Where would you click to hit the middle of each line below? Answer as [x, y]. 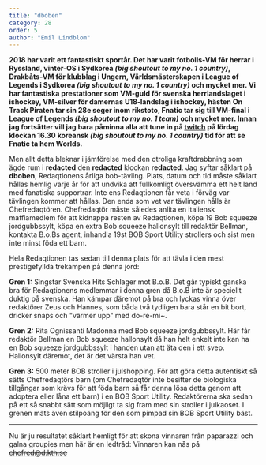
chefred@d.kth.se [38, 453]
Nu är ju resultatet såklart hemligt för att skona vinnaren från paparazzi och [131, 436]
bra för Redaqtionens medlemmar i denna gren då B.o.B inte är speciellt [125, 291]
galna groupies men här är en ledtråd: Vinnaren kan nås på [105, 444]
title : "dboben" [36, 15]
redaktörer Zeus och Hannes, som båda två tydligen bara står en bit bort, [128, 307]
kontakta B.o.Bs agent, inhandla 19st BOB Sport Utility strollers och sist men [132, 234]
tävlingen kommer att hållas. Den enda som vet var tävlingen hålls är [120, 201]
